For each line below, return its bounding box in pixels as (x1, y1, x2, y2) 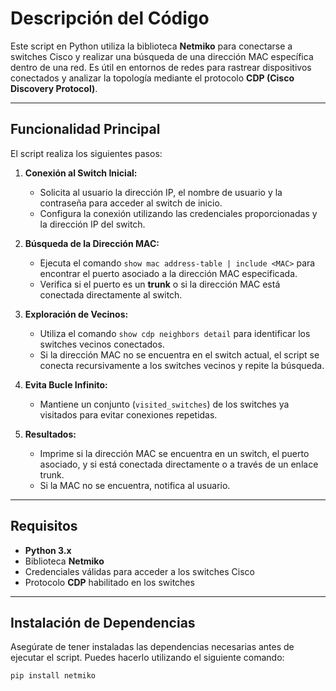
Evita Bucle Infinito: (24, 378, 108, 391)
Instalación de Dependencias (10, 614, 196, 631)
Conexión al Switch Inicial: (24, 167, 138, 179)
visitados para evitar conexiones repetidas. (39, 408, 218, 421)
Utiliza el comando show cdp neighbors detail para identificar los (39, 327, 311, 339)
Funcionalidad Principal (10, 121, 161, 138)
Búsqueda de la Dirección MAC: (24, 237, 160, 249)
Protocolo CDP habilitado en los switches (24, 576, 195, 588)
